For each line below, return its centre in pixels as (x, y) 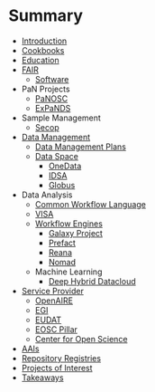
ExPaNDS (53, 108)
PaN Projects (46, 89)
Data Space (56, 156)
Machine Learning (68, 272)
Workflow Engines (68, 224)
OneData (65, 166)
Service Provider (53, 291)
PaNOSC (51, 98)
